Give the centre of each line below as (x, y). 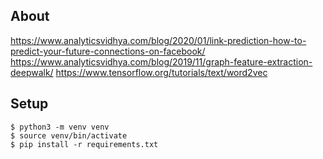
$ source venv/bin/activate (69, 135)
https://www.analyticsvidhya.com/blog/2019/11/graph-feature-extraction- (161, 61)
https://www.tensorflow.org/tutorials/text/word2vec (161, 72)
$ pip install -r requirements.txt (84, 144)
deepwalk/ (32, 72)
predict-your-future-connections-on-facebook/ (108, 51)
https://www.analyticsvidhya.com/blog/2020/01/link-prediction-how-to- (158, 40)
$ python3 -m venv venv (60, 127)
